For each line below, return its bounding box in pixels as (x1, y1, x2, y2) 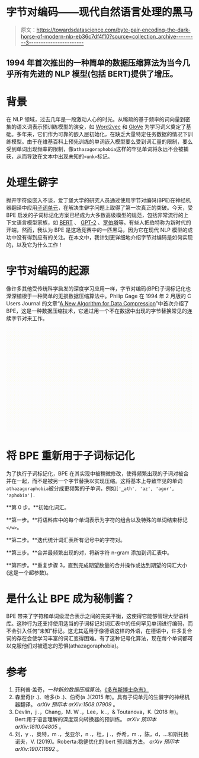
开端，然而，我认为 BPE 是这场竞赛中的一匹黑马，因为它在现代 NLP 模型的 (6, 226, 188, 233)
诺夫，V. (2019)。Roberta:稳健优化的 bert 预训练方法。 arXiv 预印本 (14, 738, 179, 746)
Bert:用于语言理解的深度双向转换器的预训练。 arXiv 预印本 (14, 716, 157, 723)
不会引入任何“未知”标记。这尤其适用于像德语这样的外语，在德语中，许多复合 (6, 627, 192, 634)
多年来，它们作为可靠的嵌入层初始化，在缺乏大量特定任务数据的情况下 (16, 131, 188, 138)
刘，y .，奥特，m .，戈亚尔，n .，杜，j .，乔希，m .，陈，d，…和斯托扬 (14, 731, 189, 738)
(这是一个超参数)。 (6, 568, 52, 576)
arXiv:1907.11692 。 (14, 746, 62, 753)
